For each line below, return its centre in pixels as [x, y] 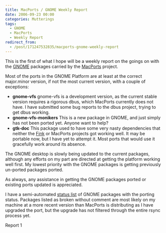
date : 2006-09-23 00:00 [30, 14]
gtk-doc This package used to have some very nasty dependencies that [86, 128]
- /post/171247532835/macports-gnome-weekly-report [64, 47]
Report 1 [14, 225]
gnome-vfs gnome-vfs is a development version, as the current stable [85, 96]
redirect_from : [21, 42]
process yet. [18, 216]
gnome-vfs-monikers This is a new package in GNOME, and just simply [86, 117]
